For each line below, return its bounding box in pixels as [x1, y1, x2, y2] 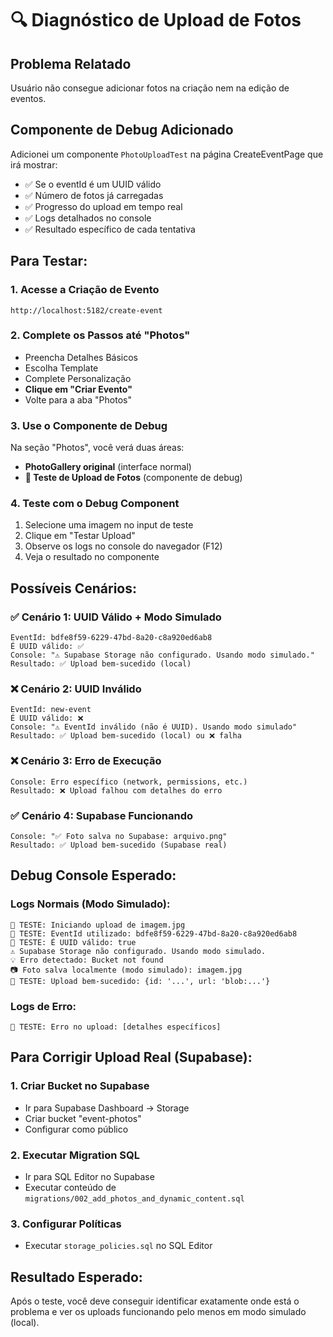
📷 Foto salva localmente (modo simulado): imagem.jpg [10, 965, 243, 975]
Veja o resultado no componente [24, 551, 160, 563]
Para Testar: [10, 253, 88, 270]
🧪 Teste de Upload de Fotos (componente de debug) [24, 472, 243, 484]
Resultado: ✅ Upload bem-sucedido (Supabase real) [10, 840, 228, 850]
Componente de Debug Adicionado [10, 122, 234, 139]
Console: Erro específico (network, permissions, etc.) [10, 777, 248, 787]
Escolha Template [24, 362, 99, 374]
